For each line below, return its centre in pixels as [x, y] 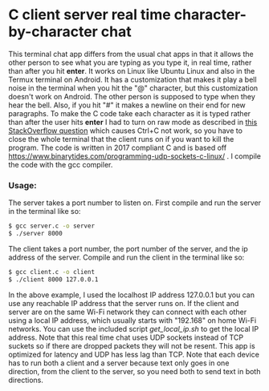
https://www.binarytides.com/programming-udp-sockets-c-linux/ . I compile [135, 156]
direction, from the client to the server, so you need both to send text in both [134, 371]
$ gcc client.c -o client [51, 272]
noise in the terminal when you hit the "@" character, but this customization [133, 88]
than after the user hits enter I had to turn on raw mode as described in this [133, 122]
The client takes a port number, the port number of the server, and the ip [128, 248]
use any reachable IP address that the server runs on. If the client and [124, 303]
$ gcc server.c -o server [51, 226]
